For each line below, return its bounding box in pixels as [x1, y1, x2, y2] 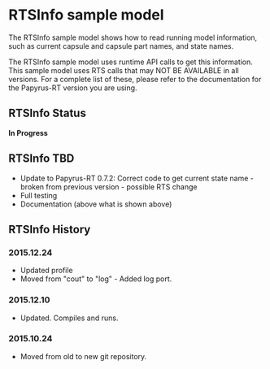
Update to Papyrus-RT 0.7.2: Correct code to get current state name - [20, 173, 254, 183]
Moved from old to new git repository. [20, 351, 147, 361]
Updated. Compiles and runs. [20, 313, 119, 323]
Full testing [20, 190, 58, 200]
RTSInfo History [8, 222, 91, 237]
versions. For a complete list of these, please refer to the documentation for [8, 74, 262, 84]
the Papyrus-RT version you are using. [8, 83, 137, 93]
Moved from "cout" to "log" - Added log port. [20, 274, 172, 284]
